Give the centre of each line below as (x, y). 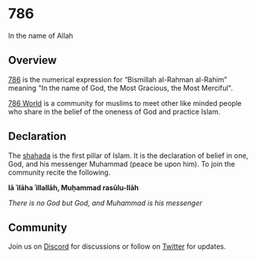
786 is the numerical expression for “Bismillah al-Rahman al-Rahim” (118, 79)
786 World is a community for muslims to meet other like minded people (125, 103)
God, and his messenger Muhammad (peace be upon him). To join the (122, 163)
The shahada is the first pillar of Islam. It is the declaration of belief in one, (128, 156)
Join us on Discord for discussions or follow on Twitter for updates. (117, 246)
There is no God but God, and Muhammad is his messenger (105, 203)
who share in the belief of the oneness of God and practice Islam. (114, 111)
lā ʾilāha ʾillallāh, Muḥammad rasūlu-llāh (74, 187)
